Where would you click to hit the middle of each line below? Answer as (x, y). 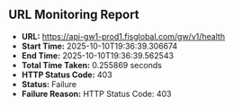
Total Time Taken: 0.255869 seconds (92, 65)
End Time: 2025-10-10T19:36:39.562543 (98, 55)
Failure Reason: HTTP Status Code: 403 (96, 93)
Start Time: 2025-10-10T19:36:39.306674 (99, 46)
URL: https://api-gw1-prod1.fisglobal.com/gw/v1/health (123, 36)
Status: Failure (49, 84)
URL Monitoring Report (74, 15)
